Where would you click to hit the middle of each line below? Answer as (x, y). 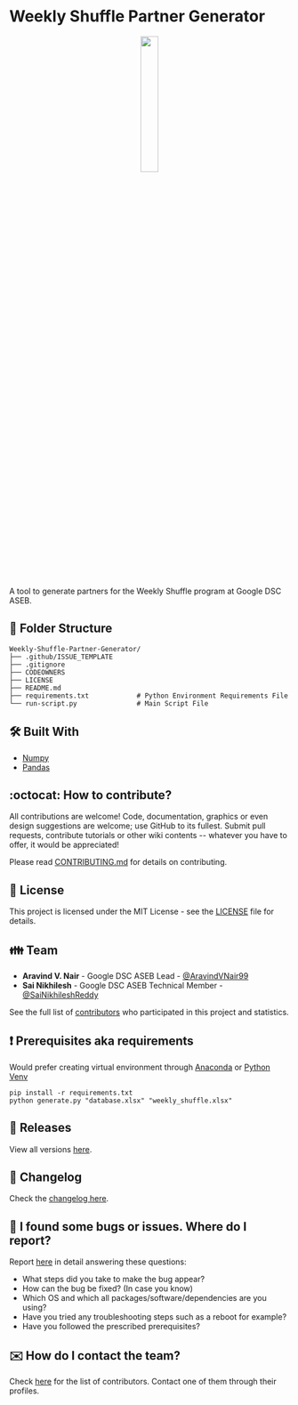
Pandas (36, 767)
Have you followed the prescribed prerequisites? (111, 1327)
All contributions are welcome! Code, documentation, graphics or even (139, 817)
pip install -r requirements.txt (71, 1093)
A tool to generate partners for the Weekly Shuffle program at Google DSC (145, 591)
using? (34, 1308)
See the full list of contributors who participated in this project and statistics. (149, 1012)
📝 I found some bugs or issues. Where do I (128, 1227)
